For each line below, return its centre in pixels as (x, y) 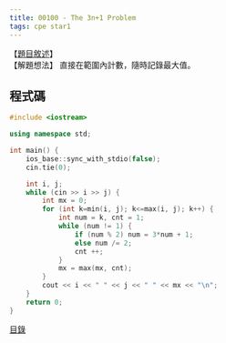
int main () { (34, 151)
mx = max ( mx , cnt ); (95, 268)
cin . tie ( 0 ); (48, 167)
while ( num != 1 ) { (95, 227)
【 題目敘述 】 (33, 53)
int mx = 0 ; (65, 201)
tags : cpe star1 (40, 26)
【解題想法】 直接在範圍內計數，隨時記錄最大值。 (103, 65)
